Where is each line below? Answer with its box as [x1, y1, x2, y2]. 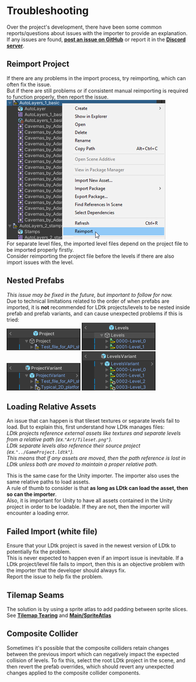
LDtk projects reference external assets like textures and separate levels [6, 430, 181, 437]
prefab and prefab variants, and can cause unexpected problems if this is [6, 310, 183, 317]
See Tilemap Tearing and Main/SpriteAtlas [6, 612, 111, 619]
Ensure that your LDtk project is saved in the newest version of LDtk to [6, 542, 176, 549]
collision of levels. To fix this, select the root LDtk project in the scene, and [6, 657, 185, 664]
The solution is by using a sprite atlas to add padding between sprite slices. [6, 606, 188, 612]
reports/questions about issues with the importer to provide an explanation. [6, 29, 188, 36]
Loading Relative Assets [6, 402, 97, 412]
